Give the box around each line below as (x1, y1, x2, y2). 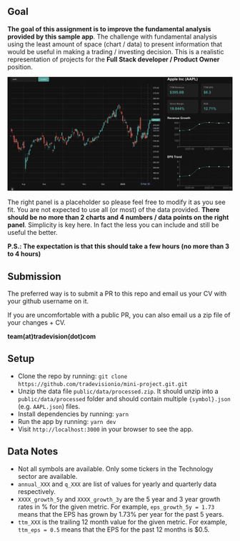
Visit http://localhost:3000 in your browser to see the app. (17, 425, 194, 433)
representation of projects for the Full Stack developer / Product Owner (7, 55, 220, 64)
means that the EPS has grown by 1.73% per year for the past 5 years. (17, 510, 224, 518)
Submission (7, 270, 62, 283)
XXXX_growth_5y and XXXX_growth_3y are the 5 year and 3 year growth (17, 495, 221, 503)
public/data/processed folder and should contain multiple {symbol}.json (17, 394, 231, 403)
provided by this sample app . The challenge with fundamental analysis (7, 32, 218, 41)
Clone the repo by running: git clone (17, 371, 128, 380)
